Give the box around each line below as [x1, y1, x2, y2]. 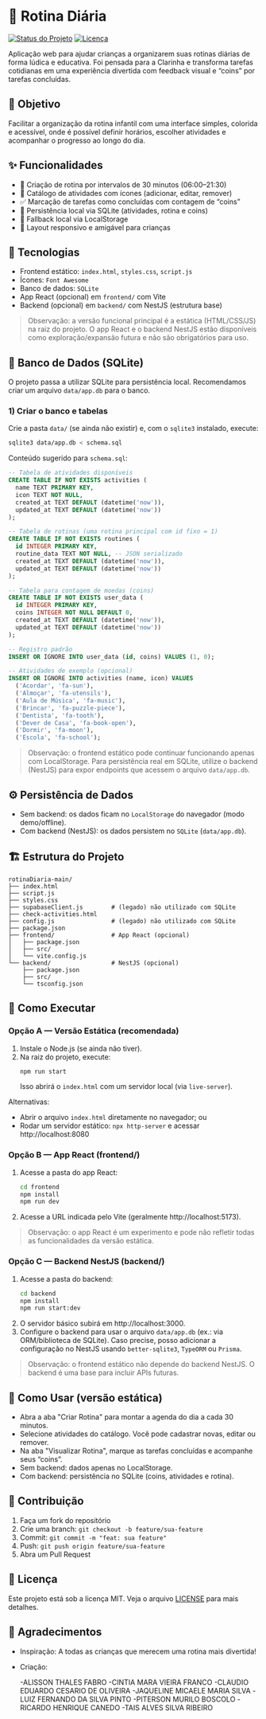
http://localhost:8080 [19, 1130, 90, 1139]
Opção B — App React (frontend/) [8, 1149, 141, 1161]
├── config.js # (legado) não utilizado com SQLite [8, 917, 237, 925]
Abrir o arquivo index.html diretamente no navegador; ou [19, 1113, 207, 1122]
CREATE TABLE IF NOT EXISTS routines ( [8, 535, 141, 543]
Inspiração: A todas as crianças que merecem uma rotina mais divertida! [19, 1647, 256, 1656]
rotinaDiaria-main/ [8, 875, 73, 883]
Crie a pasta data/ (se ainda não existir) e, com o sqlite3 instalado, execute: [8, 424, 259, 433]
